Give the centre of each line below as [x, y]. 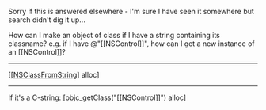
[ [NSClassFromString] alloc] [54, 75]
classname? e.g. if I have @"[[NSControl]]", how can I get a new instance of [131, 44]
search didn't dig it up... [47, 20]
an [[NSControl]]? [37, 52]
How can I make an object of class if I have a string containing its [114, 35]
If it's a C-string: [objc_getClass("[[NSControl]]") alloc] [97, 97]
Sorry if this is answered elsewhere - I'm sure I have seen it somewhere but [131, 11]
